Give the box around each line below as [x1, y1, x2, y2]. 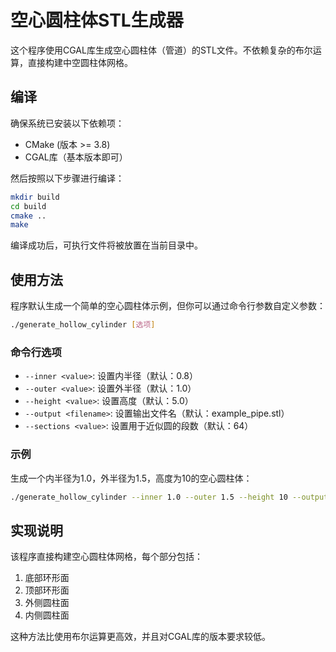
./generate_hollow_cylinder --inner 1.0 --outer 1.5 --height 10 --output [10, 492, 329, 502]
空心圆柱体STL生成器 [10, 9, 184, 32]
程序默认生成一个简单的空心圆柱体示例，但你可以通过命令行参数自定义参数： [10, 300, 326, 312]
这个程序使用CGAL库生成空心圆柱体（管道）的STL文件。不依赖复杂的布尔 [10, 44, 313, 56]
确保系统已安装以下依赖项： [10, 117, 125, 129]
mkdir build [10, 192, 60, 202]
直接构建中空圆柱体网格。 [27, 56, 133, 68]
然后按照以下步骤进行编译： [10, 172, 125, 184]
